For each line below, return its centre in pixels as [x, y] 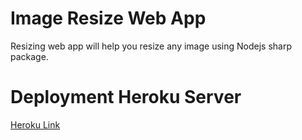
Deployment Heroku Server [126, 97]
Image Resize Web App [108, 18]
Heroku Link [35, 124]
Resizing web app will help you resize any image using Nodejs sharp [151, 46]
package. [29, 56]
